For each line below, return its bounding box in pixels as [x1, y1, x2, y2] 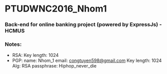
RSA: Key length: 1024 [12, 52, 59, 58]
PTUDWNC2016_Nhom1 [5, 3, 107, 15]
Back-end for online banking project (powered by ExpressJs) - [5, 21, 162, 28]
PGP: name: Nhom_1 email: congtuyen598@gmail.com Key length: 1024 [12, 57, 162, 63]
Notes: [5, 41, 22, 48]
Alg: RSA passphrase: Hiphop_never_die [12, 63, 97, 69]
